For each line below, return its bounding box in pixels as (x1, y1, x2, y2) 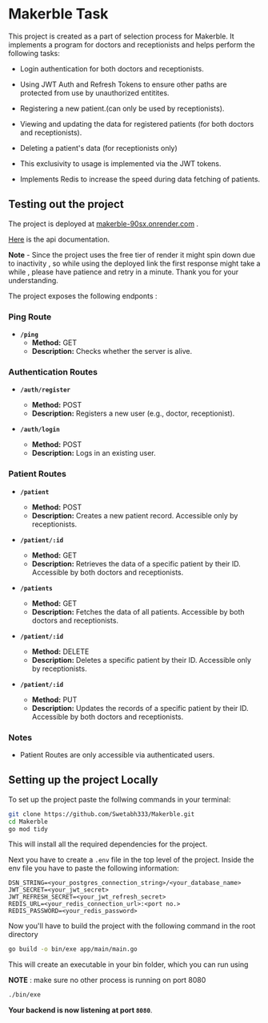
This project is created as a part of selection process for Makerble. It (8, 31, 234, 41)
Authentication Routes (8, 366, 98, 377)
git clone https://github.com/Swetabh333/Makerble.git (8, 810, 195, 818)
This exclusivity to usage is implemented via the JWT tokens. (19, 158, 222, 168)
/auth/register (19, 386, 71, 394)
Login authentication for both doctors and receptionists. (19, 63, 204, 73)
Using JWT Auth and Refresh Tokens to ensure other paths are (19, 79, 227, 89)
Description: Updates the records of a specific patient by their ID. (31, 703, 250, 712)
